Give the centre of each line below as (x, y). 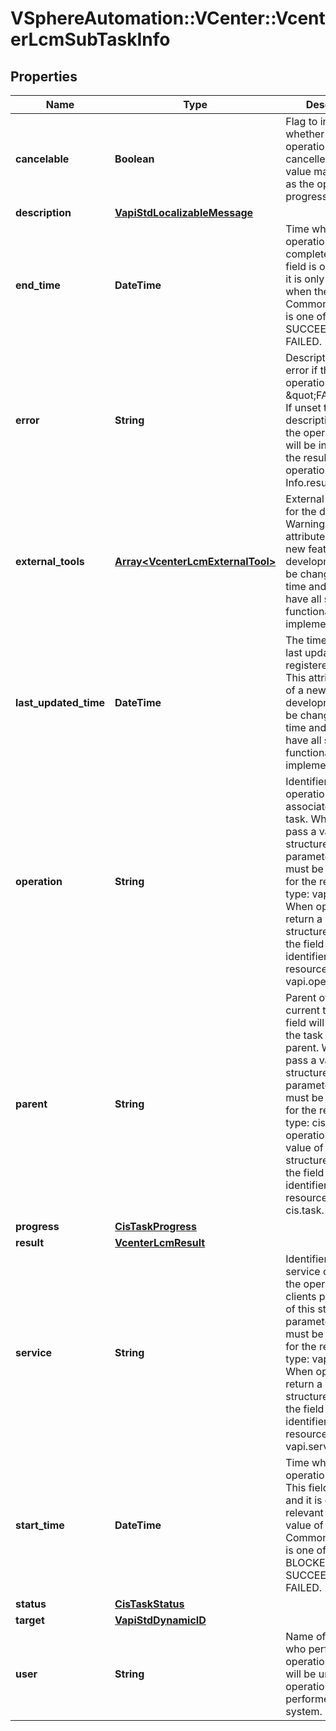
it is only (305, 279)
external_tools (50, 561)
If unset (303, 407)
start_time (40, 1525)
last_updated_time (60, 702)
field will (305, 1022)
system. (304, 1711)
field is (301, 266)
